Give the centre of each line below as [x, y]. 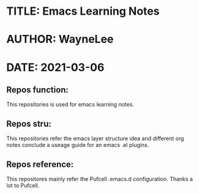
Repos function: [38, 90]
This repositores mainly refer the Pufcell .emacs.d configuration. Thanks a [99, 179]
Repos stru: [29, 124]
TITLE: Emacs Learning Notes [83, 11]
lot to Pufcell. [23, 185]
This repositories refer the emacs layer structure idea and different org [95, 138]
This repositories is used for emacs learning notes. [70, 105]
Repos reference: [40, 164]
